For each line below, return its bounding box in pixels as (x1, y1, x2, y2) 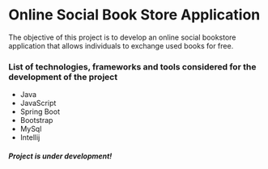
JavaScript (19, 99, 57, 108)
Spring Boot (19, 107, 61, 116)
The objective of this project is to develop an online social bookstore (8, 32, 236, 42)
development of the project (8, 71, 118, 82)
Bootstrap (19, 116, 53, 125)
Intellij (19, 133, 40, 142)
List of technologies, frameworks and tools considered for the (8, 61, 257, 72)
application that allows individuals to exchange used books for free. (8, 40, 234, 50)
